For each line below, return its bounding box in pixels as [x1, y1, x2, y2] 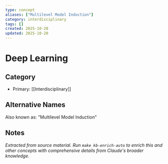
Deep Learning [5, 52, 68, 64]
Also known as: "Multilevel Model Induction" [5, 114, 97, 120]
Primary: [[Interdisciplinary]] [12, 86, 72, 92]
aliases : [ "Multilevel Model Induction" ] [5, 12, 94, 17]
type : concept [5, 7, 35, 13]
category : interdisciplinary [5, 17, 67, 22]
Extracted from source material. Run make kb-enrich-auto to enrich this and [5, 142, 163, 148]
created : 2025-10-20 [5, 26, 49, 31]
